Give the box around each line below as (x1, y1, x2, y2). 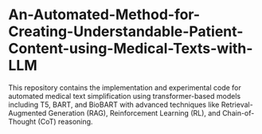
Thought (8, 116, 37, 126)
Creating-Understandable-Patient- (8, 22, 244, 41)
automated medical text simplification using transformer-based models (8, 91, 241, 100)
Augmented (8, 108, 47, 117)
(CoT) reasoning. (37, 116, 93, 126)
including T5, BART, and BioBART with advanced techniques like (8, 100, 220, 109)
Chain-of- (221, 108, 255, 117)
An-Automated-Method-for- (8, 6, 201, 24)
